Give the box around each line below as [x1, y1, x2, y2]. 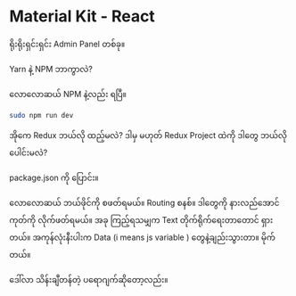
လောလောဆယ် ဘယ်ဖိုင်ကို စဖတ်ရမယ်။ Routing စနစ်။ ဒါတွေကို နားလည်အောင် [9, 197, 280, 208]
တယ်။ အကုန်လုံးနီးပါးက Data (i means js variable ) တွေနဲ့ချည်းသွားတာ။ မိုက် [9, 232, 276, 243]
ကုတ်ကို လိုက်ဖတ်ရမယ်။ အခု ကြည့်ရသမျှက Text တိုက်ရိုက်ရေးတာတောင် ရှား [9, 214, 274, 225]
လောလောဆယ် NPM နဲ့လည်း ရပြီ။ [9, 88, 127, 99]
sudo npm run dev [9, 111, 74, 119]
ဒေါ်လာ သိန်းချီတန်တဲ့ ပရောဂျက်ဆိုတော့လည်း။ [9, 274, 169, 284]
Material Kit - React [9, 6, 156, 27]
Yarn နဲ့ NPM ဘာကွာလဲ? [9, 63, 94, 74]
